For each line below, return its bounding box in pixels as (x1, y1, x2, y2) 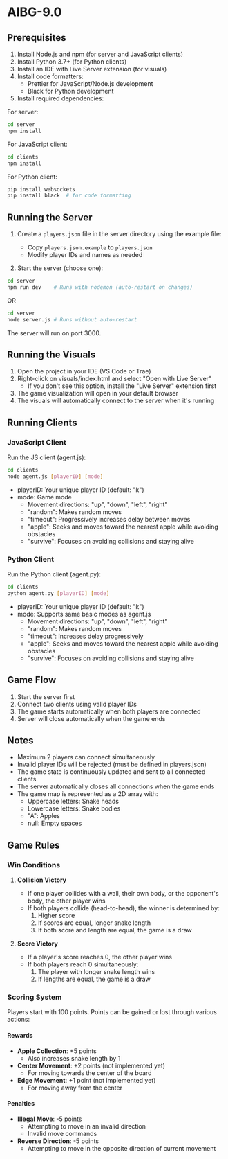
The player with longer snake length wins (37, 968, 155, 976)
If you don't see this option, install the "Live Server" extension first (27, 382, 217, 390)
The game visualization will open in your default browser (17, 389, 178, 398)
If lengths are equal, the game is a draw (37, 975, 151, 984)
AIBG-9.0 (7, 4, 62, 20)
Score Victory (17, 939, 59, 948)
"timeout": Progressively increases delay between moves (27, 515, 191, 523)
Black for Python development (27, 87, 114, 95)
